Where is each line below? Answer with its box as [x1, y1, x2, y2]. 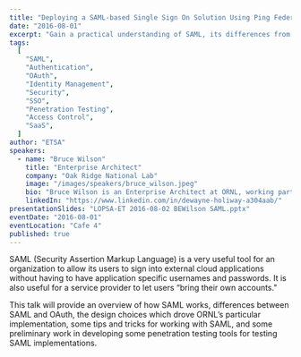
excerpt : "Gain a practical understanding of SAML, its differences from [9, 30, 291, 38]
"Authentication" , [25, 64, 94, 72]
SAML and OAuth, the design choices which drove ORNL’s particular [9, 310, 262, 320]
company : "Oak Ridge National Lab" [25, 171, 159, 180]
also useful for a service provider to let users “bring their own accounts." [9, 283, 278, 293]
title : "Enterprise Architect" [25, 163, 142, 172]
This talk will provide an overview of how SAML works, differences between [9, 300, 289, 310]
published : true [9, 229, 70, 238]
